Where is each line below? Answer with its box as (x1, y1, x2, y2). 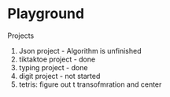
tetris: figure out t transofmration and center (18, 80, 162, 89)
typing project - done (18, 62, 88, 72)
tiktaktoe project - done (18, 54, 96, 64)
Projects (7, 31, 35, 40)
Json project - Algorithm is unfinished (18, 46, 142, 55)
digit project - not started (18, 71, 101, 80)
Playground (7, 5, 84, 23)
